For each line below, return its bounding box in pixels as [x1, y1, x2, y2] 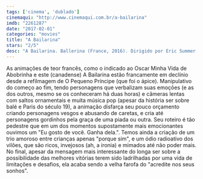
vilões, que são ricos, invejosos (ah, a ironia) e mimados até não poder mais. [6, 141, 197, 148]
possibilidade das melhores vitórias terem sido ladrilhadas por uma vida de [6, 154, 193, 162]
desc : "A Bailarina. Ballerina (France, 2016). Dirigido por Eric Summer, [6, 48, 199, 54]
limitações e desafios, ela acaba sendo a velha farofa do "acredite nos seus [6, 160, 195, 168]
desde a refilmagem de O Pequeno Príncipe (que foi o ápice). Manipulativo [6, 77, 192, 84]
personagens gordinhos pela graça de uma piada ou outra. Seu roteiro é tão [6, 116, 195, 123]
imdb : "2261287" [6, 20, 47, 26]
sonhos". [6, 167, 28, 174]
